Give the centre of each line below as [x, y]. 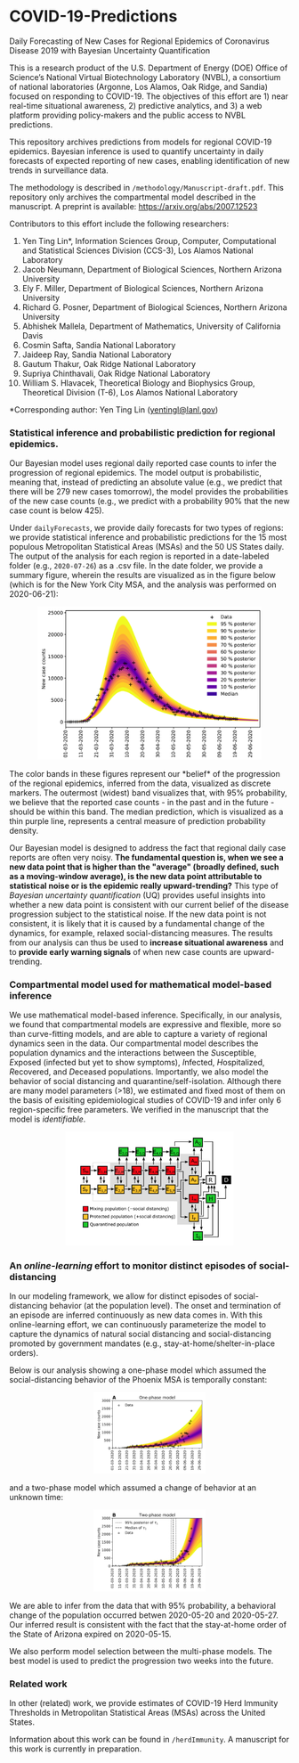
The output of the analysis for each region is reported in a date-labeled [139, 556]
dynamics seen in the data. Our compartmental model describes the [134, 1043]
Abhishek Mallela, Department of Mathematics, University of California [151, 326]
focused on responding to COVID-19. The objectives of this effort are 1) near [149, 96]
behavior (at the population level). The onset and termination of [166, 1306]
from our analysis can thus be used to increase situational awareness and [147, 943]
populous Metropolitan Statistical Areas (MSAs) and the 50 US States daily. [147, 547]
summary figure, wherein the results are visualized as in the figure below [142, 575]
